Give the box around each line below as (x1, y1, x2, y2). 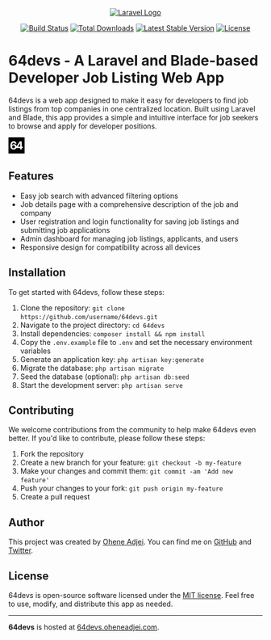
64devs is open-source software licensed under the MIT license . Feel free (8, 591, 255, 600)
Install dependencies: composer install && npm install (19, 328, 206, 339)
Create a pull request (19, 492, 90, 502)
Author (8, 516, 44, 529)
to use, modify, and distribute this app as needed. (8, 599, 173, 608)
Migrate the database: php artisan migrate (19, 363, 165, 373)
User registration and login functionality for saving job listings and (19, 217, 240, 226)
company (19, 208, 52, 217)
